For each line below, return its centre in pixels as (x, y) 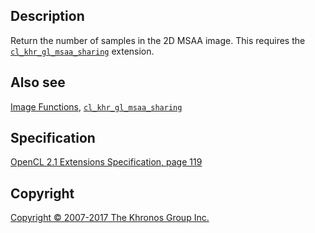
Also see (38, 82)
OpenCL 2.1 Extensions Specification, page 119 (106, 162)
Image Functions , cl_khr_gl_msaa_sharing (96, 106)
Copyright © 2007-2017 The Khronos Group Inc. (110, 218)
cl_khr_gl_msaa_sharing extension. (82, 51)
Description (47, 16)
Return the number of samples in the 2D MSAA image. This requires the (158, 40)
